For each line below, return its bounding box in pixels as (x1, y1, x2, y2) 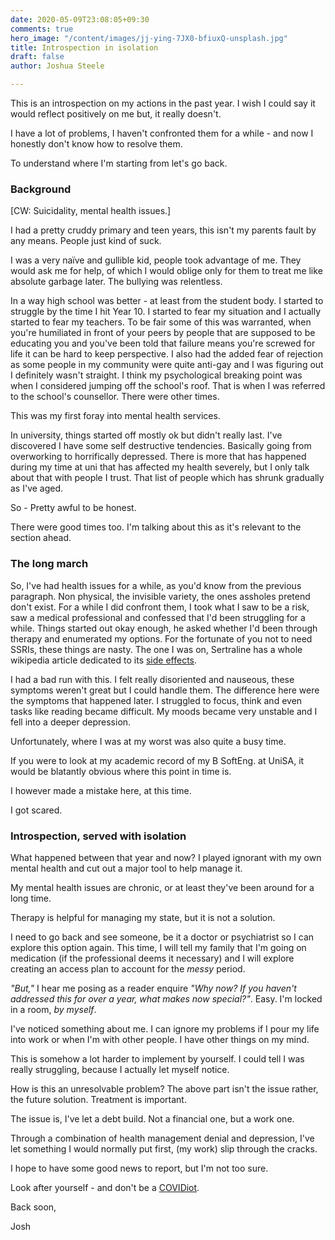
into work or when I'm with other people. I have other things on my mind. (10, 1033, 310, 1045)
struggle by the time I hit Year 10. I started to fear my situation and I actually (10, 306, 322, 318)
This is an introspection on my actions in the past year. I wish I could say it (10, 97, 316, 109)
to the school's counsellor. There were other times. (10, 391, 220, 403)
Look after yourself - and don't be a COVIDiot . (10, 1181, 200, 1193)
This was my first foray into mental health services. (10, 410, 221, 422)
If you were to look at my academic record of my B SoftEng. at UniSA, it (10, 754, 305, 766)
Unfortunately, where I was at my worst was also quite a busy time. (10, 735, 287, 747)
